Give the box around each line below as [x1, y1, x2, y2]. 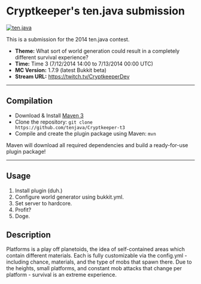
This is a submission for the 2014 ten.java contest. [6, 35, 130, 43]
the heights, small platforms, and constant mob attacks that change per [6, 265, 182, 272]
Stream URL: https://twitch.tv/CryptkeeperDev [14, 73, 130, 80]
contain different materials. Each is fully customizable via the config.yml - [6, 252, 187, 259]
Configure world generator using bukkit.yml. [14, 193, 124, 201]
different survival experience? [14, 53, 89, 61]
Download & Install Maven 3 [14, 112, 84, 119]
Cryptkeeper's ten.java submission [6, 4, 185, 18]
